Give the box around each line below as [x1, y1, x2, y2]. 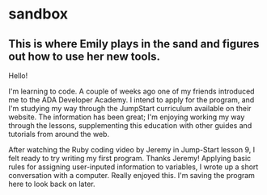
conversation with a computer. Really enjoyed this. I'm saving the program [8, 171, 255, 180]
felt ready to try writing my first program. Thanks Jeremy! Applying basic [8, 154, 252, 163]
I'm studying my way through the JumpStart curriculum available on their [8, 104, 252, 113]
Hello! [8, 71, 28, 81]
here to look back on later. [8, 179, 95, 189]
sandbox [8, 5, 69, 23]
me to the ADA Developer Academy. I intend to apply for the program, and [8, 95, 255, 105]
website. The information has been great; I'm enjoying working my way [8, 112, 245, 122]
